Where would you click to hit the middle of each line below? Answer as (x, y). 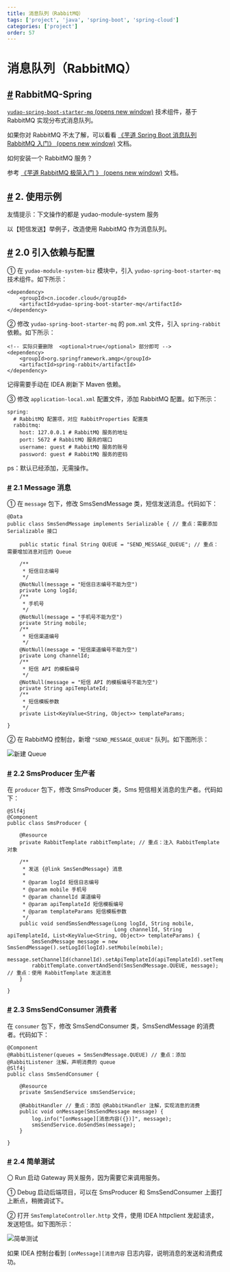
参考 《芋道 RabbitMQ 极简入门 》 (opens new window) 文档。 (95, 173)
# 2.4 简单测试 (31, 1161)
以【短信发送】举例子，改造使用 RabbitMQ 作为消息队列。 (89, 229)
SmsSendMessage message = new (75, 942)
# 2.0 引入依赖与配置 (51, 252)
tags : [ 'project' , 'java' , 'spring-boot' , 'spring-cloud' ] (93, 20)
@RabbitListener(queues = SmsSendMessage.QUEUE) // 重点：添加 (97, 1055)
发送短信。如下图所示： (40, 1224)
